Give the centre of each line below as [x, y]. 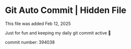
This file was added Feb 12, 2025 [38, 24]
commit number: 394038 [30, 42]
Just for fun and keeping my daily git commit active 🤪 [58, 33]
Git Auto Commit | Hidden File [66, 10]
